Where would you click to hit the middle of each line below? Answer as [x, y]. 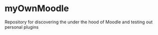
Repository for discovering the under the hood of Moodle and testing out [79, 22]
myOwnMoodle [37, 9]
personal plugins [22, 27]
